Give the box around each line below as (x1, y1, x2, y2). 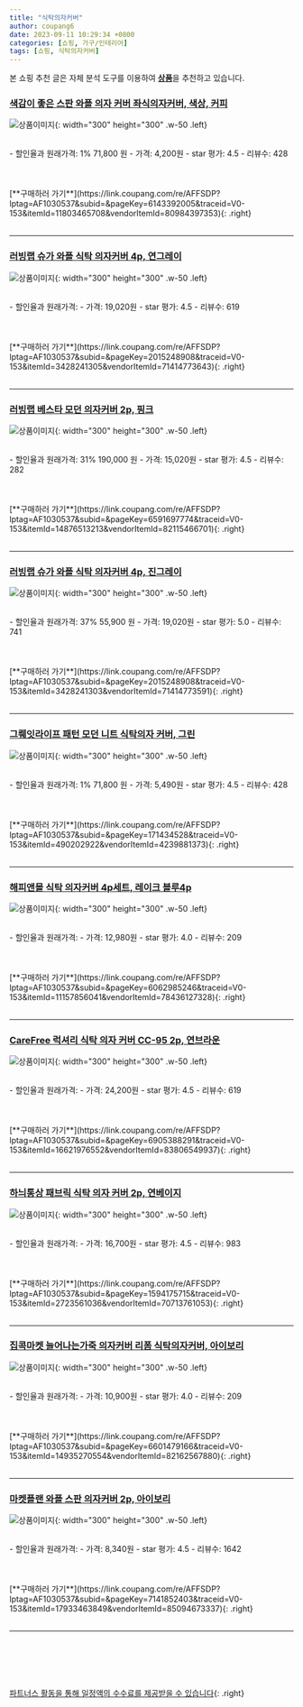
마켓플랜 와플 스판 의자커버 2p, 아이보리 (9, 1492, 171, 1505)
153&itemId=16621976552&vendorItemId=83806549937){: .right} (9, 1144, 252, 1155)
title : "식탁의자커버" (9, 13, 84, 23)
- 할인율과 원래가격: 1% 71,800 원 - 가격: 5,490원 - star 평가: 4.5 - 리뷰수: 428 (9, 779, 289, 790)
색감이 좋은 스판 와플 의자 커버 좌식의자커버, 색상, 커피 (9, 97, 228, 110)
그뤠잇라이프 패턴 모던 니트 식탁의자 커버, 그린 (9, 728, 196, 740)
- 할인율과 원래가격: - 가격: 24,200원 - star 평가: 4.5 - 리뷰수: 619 (9, 1085, 242, 1096)
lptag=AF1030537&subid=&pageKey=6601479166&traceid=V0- (9, 1440, 243, 1452)
